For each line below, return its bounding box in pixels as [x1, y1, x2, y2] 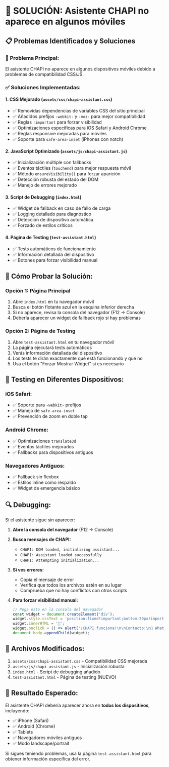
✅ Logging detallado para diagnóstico [12, 211, 92, 217]
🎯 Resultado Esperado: [5, 689, 78, 698]
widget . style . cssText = [12, 616, 63, 622]
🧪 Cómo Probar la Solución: [5, 272, 93, 281]
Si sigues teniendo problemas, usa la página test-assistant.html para [5, 750, 152, 756]
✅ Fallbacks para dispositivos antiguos [12, 449, 93, 455]
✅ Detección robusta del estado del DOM [12, 176, 99, 182]
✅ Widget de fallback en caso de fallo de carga [12, 205, 111, 211]
